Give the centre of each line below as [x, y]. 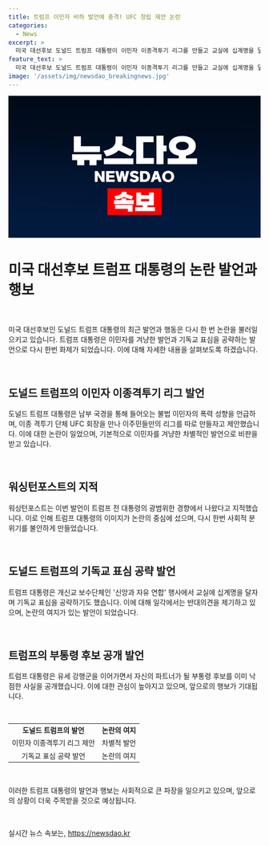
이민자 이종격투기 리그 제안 [53, 743]
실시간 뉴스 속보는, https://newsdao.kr [69, 833]
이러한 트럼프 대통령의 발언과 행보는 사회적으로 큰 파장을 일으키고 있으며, [121, 791]
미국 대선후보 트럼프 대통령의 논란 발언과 [133, 270]
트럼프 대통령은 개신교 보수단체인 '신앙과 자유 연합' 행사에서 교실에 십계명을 [126, 592]
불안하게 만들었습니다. [64, 528]
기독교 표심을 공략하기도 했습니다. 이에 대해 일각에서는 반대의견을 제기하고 [132, 602]
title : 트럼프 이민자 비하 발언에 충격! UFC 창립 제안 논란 [94, 17]
